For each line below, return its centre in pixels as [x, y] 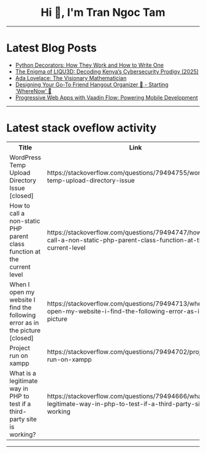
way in [19, 388]
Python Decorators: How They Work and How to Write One [90, 65]
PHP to [19, 396]
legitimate [24, 381]
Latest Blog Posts [51, 48]
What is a [23, 373]
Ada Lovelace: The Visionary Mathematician [71, 78]
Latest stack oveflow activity [82, 128]
